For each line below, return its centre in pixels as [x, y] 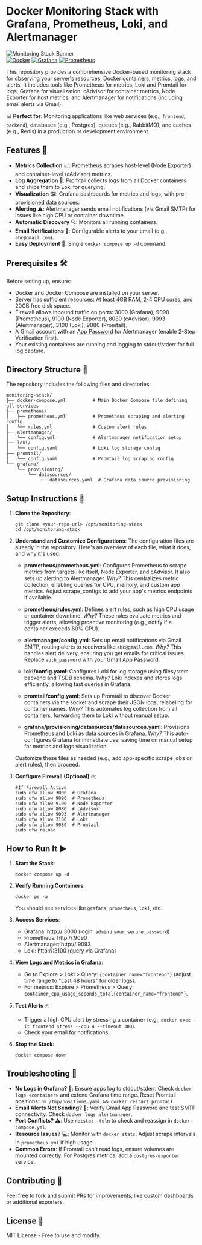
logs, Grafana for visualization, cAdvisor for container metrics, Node [91, 91]
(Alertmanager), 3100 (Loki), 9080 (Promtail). [71, 325]
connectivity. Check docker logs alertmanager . [74, 1114]
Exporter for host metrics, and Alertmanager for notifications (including [94, 97]
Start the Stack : [35, 863]
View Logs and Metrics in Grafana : [59, 962]
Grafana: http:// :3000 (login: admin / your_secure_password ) [97, 931]
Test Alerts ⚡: [32, 1006]
